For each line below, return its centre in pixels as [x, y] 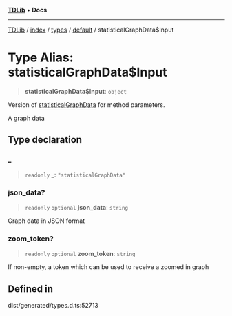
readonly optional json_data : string [76, 207]
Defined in [31, 289]
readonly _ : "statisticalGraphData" [75, 175]
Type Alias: [41, 58]
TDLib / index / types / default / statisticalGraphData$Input [91, 30]
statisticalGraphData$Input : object [75, 91]
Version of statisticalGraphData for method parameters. [86, 105]
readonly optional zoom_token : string [80, 254]
